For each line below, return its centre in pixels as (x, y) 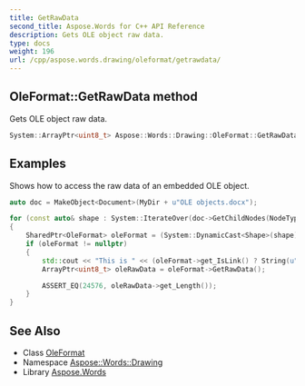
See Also (35, 331)
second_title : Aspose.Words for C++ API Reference (107, 26)
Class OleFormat (54, 352)
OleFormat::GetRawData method (103, 97)
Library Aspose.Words (64, 371)
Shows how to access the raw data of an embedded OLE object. (129, 185)
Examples (38, 164)
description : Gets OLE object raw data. (87, 35)
